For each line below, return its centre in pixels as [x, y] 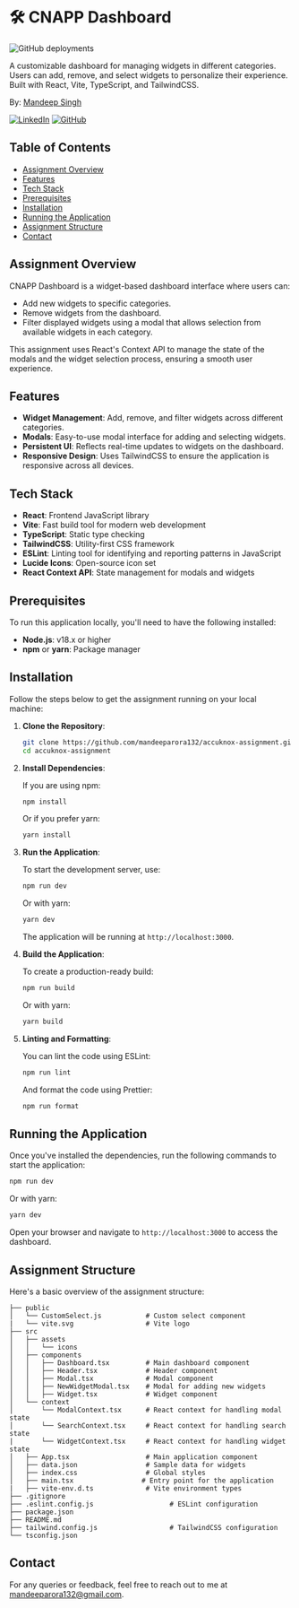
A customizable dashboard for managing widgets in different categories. [143, 65]
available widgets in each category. [88, 332]
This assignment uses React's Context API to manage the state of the [137, 349]
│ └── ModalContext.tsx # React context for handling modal [145, 1410]
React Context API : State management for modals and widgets [138, 573]
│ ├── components [46, 1355]
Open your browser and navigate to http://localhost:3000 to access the [144, 1232]
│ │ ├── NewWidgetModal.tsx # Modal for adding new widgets [138, 1386]
